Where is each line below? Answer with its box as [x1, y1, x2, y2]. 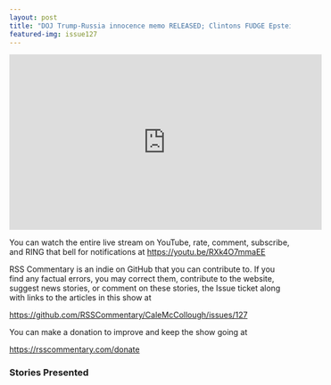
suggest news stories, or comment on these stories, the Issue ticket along [9, 283, 281, 294]
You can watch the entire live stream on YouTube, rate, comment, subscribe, [9, 237, 290, 248]
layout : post [9, 12, 58, 22]
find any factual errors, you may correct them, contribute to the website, [9, 274, 275, 284]
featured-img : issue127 [9, 29, 98, 38]
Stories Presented [9, 366, 89, 379]
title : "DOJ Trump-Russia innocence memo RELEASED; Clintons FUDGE [9, 21, 266, 30]
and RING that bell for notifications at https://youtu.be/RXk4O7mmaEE [9, 247, 266, 258]
